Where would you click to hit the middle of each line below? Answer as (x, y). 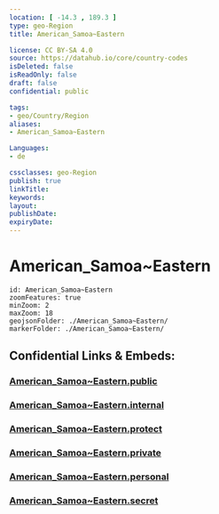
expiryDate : (31, 222)
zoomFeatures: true (45, 297)
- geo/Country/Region (49, 116)
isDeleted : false (41, 67)
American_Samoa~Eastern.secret (84, 501)
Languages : (29, 149)
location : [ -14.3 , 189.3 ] (63, 17)
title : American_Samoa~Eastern (67, 34)
